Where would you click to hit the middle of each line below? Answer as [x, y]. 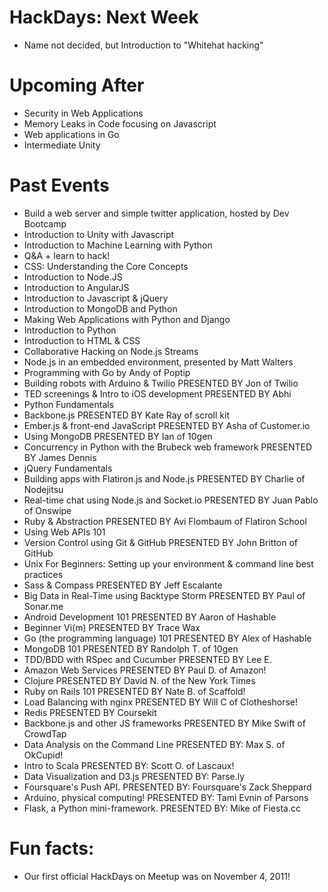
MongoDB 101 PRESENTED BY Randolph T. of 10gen [131, 648]
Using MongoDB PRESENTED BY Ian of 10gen [118, 436]
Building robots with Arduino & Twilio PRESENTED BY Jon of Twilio [161, 383]
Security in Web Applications [83, 113]
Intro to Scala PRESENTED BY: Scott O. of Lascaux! [129, 765]
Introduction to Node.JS [73, 277]
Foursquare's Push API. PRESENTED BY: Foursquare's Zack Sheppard [167, 787]
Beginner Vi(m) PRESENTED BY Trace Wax [112, 627]
